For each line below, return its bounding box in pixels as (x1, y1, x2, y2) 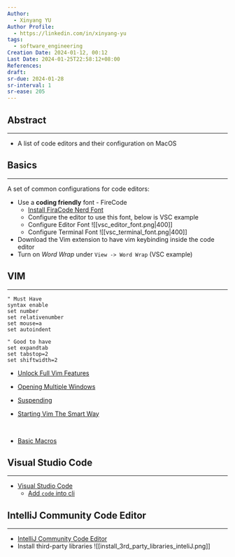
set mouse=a (7, 319, 42, 327)
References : (7, 62, 42, 69)
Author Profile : (7, 23, 55, 30)
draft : (7, 68, 27, 75)
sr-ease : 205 (7, 88, 45, 95)
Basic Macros (17, 436, 57, 444)
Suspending (17, 396, 52, 404)
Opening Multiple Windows (17, 382, 96, 391)
